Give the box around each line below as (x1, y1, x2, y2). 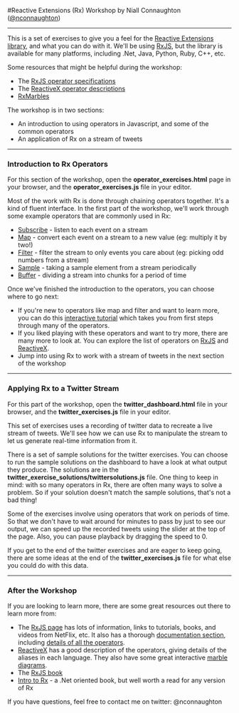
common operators (17, 127, 75, 135)
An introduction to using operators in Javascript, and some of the (17, 120, 209, 127)
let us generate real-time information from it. (7, 436, 137, 444)
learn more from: (7, 609, 57, 618)
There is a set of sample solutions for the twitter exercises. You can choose (7, 450, 228, 459)
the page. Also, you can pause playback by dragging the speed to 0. (7, 532, 208, 541)
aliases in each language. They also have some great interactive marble (17, 653, 228, 662)
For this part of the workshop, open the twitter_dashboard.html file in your (7, 400, 228, 408)
